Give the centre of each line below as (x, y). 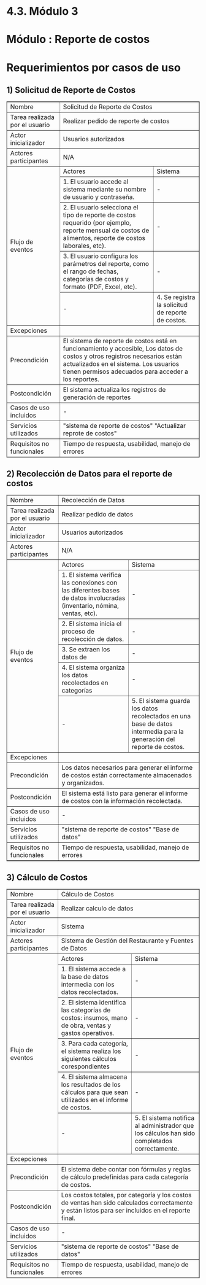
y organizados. (83, 783)
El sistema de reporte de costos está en (120, 341)
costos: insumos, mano (94, 1018)
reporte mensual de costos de (106, 230)
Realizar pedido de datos (97, 514)
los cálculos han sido (165, 1133)
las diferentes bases (91, 591)
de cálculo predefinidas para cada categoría (125, 1177)
